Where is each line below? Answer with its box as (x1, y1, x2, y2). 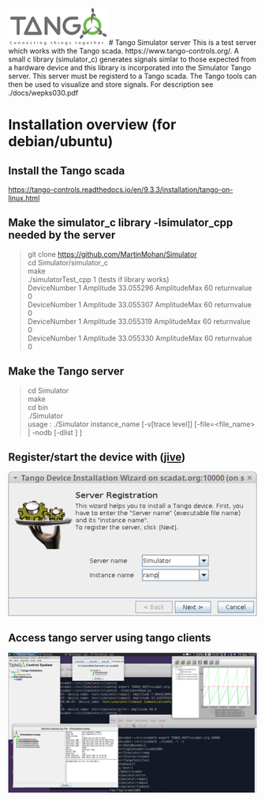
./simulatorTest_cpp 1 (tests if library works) (27, 274, 170, 284)
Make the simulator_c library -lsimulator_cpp (8, 216, 233, 230)
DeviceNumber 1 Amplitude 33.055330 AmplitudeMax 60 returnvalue (27, 333, 252, 343)
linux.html (8, 194, 40, 202)
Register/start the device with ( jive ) (8, 450, 186, 464)
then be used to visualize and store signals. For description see (8, 80, 214, 89)
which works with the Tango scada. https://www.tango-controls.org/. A (8, 47, 239, 55)
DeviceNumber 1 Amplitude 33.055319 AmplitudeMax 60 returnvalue (27, 316, 251, 326)
